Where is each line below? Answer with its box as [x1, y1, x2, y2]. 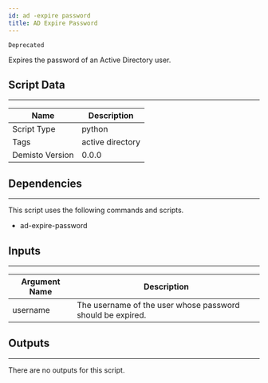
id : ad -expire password [8, 11, 91, 20]
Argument [21, 276, 61, 287]
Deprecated [8, 41, 45, 49]
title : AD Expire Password [8, 19, 98, 27]
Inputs [8, 244, 41, 258]
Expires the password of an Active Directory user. [8, 55, 171, 65]
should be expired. [77, 309, 147, 320]
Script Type [12, 124, 56, 135]
